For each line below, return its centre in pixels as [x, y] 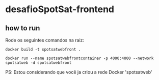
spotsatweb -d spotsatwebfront [38, 63]
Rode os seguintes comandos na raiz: [45, 40]
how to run [23, 28]
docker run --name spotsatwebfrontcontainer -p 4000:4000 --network [79, 58]
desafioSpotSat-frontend [60, 9]
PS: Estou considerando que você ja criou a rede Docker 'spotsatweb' [79, 72]
